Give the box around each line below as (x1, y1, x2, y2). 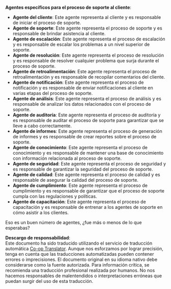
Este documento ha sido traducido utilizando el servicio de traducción (5, 240, 153, 246)
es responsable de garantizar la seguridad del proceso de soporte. (12, 166, 153, 172)
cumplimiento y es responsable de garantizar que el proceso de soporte (12, 188, 165, 194)
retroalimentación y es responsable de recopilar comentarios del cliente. (12, 74, 165, 80)
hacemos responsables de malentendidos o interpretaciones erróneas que (5, 273, 162, 279)
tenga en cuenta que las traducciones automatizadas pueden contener (5, 251, 154, 257)
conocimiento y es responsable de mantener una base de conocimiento (12, 150, 164, 156)
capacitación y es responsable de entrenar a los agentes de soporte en (12, 204, 163, 210)
